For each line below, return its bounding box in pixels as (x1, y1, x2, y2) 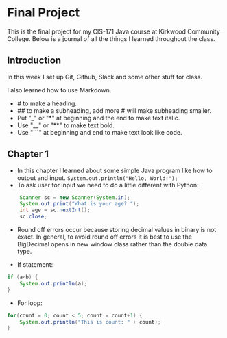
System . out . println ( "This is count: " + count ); (19, 318, 161, 326)
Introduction (7, 55, 62, 66)
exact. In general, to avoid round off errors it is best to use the (16, 233, 192, 241)
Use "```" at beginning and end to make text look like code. (16, 128, 182, 136)
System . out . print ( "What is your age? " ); (19, 200, 139, 207)
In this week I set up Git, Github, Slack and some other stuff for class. (7, 73, 202, 81)
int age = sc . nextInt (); (19, 207, 91, 213)
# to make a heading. (16, 99, 77, 107)
